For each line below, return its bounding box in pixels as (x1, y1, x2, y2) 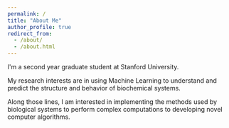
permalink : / (7, 10, 46, 18)
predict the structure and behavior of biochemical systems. (7, 84, 181, 92)
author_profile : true (7, 23, 72, 30)
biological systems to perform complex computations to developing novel (7, 105, 223, 113)
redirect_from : (7, 30, 53, 37)
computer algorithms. (7, 112, 70, 121)
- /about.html (14, 43, 55, 50)
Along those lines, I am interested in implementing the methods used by (7, 98, 218, 106)
